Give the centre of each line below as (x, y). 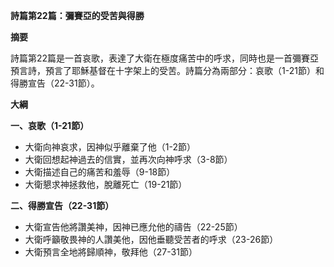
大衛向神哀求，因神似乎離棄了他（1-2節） (110, 147)
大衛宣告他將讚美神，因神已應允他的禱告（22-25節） (133, 227)
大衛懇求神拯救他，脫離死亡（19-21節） (106, 184)
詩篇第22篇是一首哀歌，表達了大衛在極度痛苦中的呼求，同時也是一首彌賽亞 (165, 58)
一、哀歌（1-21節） (50, 125)
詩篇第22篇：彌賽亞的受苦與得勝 (77, 15)
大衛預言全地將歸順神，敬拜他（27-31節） (111, 252)
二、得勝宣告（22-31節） (62, 205)
